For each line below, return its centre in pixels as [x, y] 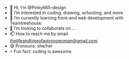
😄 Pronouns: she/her [31, 46]
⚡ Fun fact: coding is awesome [40, 51]
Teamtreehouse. [26, 23]
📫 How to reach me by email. [39, 34]
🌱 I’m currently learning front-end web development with [66, 18]
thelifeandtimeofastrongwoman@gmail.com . [54, 41]
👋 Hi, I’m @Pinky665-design [38, 8]
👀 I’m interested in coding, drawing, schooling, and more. [67, 13]
